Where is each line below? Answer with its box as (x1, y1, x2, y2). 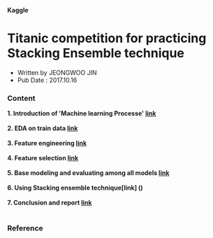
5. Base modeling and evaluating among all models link (7, 169, 170, 177)
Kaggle (7, 6, 29, 14)
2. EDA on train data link (7, 124, 78, 132)
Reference (7, 223, 43, 233)
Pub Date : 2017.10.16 (17, 76, 78, 84)
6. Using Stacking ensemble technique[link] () (7, 183, 143, 192)
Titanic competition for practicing (7, 31, 207, 46)
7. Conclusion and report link (7, 199, 92, 207)
